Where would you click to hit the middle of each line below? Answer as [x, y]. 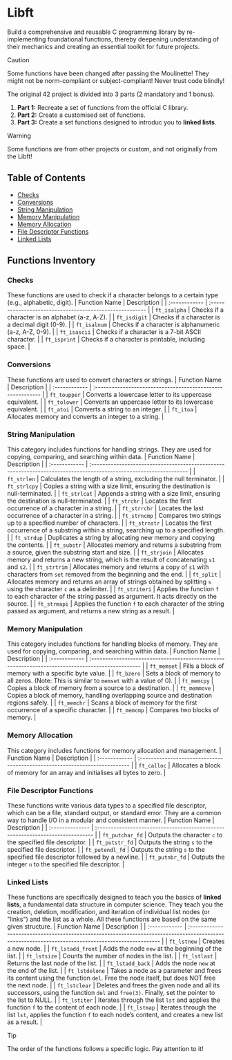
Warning [19, 136]
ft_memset [164, 667]
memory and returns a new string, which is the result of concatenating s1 [111, 560]
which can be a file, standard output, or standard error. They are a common [114, 812]
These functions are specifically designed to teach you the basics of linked [114, 898]
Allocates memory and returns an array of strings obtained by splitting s [109, 582]
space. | [19, 346]
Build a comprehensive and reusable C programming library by [96, 32]
